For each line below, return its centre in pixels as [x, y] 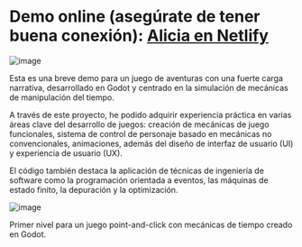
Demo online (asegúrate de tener [135, 17]
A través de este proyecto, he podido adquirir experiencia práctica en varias [151, 114]
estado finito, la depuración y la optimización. [94, 189]
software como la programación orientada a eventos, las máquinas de [139, 180]
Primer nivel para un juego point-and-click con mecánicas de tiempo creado [151, 224]
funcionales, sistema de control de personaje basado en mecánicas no [141, 133]
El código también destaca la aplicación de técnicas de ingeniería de [137, 170]
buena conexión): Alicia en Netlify [139, 36]
